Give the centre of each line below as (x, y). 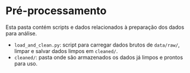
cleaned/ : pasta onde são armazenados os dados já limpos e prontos (99, 57)
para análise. (21, 33)
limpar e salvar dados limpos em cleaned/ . (66, 51)
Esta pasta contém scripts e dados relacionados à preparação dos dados (95, 27)
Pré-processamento (56, 11)
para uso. (26, 64)
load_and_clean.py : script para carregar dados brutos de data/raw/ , (97, 45)
